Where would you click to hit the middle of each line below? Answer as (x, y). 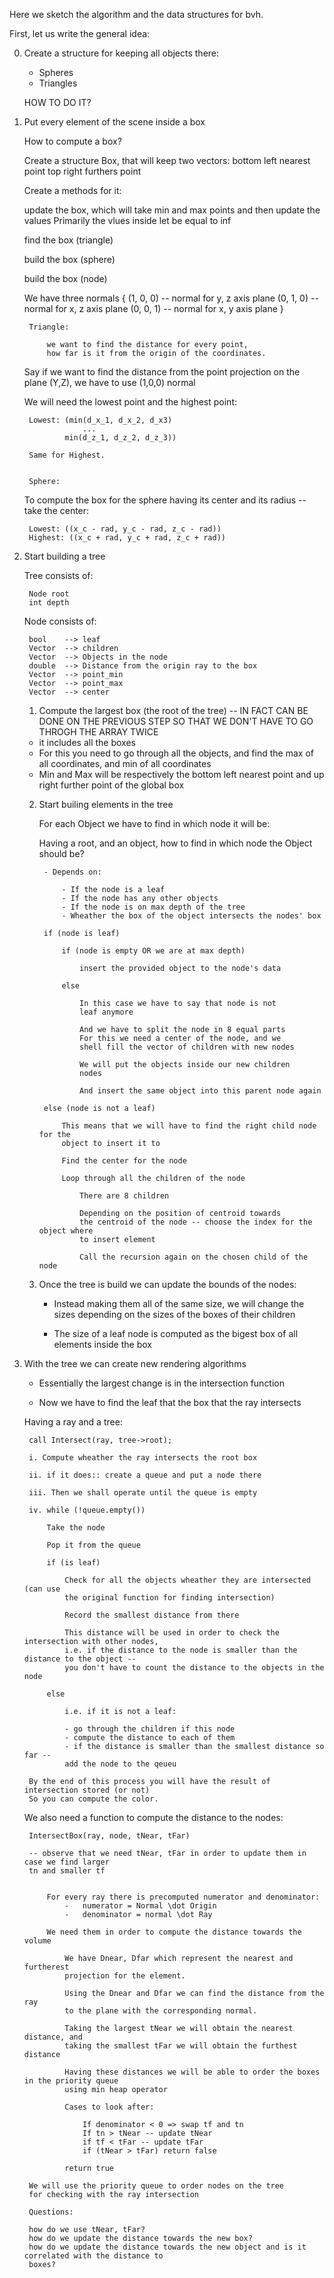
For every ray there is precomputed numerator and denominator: (183, 1897)
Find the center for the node (124, 1161)
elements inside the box (102, 1344)
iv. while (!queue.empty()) (87, 1510)
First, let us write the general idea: (80, 33)
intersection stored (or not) (87, 1790)
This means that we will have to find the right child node (189, 1126)
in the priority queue (71, 2081)
